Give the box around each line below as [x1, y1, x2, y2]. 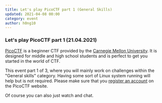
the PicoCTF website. [5, 83, 48, 89]
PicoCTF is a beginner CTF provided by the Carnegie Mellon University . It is [5, 48, 157, 53]
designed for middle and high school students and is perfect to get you [5, 53, 148, 59]
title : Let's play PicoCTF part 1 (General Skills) [5, 7, 112, 12]
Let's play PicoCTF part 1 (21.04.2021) [5, 37, 97, 44]
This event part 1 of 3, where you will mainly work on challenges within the [5, 68, 155, 73]
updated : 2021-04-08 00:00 [5, 12, 60, 17]
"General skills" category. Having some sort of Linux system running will [5, 72, 150, 78]
